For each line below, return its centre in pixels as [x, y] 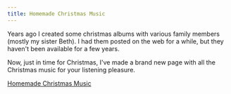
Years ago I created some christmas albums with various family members [114, 34]
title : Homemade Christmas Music [56, 14]
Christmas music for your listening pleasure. [71, 69]
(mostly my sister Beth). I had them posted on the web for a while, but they [115, 41]
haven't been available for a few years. [63, 48]
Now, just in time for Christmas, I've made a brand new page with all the [112, 62]
